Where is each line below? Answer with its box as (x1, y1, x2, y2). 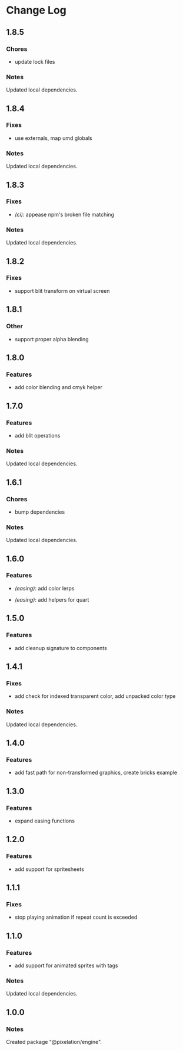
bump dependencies (14, 508, 65, 515)
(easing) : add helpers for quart (14, 596, 89, 603)
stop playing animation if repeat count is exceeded (14, 913, 138, 921)
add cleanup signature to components (14, 644, 107, 651)
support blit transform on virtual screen (14, 287, 110, 294)
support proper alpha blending (14, 335, 89, 342)
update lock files (14, 58, 55, 65)
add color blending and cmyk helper (14, 384, 103, 391)
